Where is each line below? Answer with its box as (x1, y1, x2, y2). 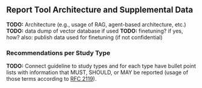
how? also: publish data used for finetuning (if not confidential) (6, 33, 163, 41)
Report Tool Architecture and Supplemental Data (6, 5, 194, 15)
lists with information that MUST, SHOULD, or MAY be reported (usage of (6, 69, 189, 76)
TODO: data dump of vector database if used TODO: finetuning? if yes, (6, 27, 183, 34)
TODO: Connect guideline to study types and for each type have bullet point (6, 63, 197, 70)
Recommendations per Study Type (6, 48, 111, 57)
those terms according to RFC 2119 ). (6, 75, 97, 83)
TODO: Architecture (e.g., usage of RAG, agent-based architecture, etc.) (6, 20, 186, 28)
